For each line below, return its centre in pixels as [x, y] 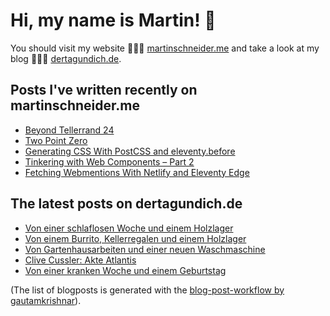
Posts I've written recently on [104, 90]
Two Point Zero [56, 140]
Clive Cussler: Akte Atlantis [80, 260]
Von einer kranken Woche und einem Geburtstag [125, 270]
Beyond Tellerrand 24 [69, 130]
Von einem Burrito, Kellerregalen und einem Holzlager [135, 238]
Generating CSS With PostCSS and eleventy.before [130, 151]
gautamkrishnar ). [46, 300]
